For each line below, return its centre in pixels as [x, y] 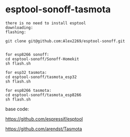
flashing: [16, 32]
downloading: [19, 27]
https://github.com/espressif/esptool [44, 119]
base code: [17, 109]
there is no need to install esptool [46, 23]
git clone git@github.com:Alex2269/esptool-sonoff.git [65, 41]
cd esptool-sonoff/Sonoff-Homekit [42, 59]
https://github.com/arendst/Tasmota [44, 129]
